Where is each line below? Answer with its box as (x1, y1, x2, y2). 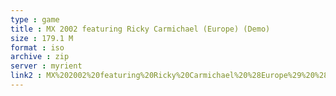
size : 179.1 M (10, 33, 74, 43)
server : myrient (10, 61, 83, 71)
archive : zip (10, 52, 70, 62)
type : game (10, 14, 60, 25)
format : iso (10, 42, 65, 53)
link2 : (10, 71, 43, 81)
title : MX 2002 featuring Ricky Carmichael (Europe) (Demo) (10, 24, 271, 34)
